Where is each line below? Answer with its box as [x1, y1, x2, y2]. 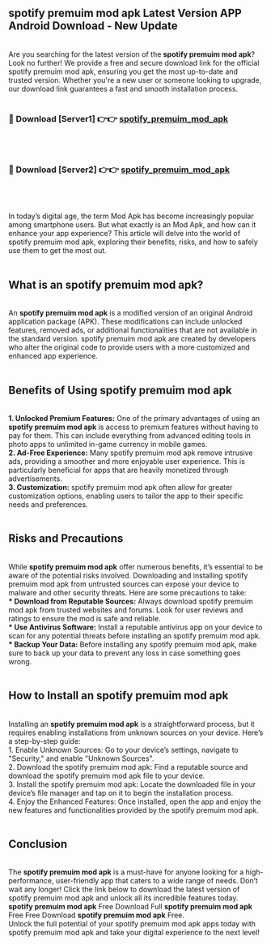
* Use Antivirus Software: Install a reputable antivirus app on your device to [8, 622, 263, 632]
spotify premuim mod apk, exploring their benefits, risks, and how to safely [8, 237, 259, 247]
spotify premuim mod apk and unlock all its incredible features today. [8, 893, 239, 903]
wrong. [8, 656, 32, 666]
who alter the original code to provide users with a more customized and [8, 342, 251, 352]
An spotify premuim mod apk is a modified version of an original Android [8, 308, 253, 318]
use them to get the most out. [8, 246, 107, 256]
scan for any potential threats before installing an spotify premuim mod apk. [8, 630, 261, 640]
